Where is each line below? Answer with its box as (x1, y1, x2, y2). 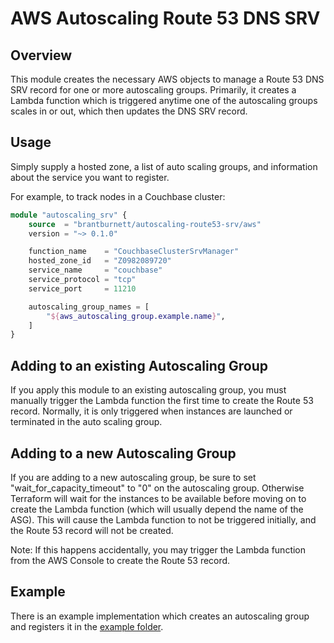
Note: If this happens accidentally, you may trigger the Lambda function (10, 543, 307, 556)
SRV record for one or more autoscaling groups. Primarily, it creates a (10, 84, 297, 96)
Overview (10, 47, 73, 64)
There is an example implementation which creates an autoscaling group (10, 610, 310, 622)
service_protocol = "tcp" (28, 275, 137, 285)
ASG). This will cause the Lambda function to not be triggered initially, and (10, 513, 317, 526)
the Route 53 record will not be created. (10, 524, 174, 536)
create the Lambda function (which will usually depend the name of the (10, 503, 304, 515)
